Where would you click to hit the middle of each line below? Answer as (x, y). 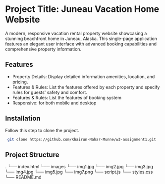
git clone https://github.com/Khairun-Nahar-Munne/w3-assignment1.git (82, 139)
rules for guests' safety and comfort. (50, 92)
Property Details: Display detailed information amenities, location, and (83, 76)
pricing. (20, 82)
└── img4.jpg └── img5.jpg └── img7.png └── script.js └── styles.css (79, 172)
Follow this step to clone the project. (42, 130)
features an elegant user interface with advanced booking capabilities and (81, 44)
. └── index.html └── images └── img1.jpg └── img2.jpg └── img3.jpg (79, 167)
